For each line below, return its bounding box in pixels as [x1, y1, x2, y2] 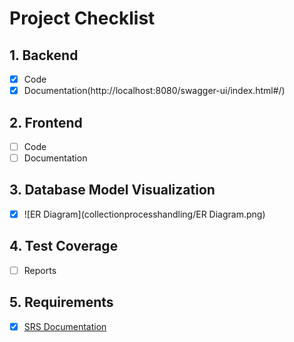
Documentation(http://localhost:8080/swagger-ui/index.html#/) [23, 85, 286, 97]
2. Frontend [9, 114, 83, 131]
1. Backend [9, 47, 79, 64]
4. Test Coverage [9, 238, 119, 255]
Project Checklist [9, 7, 156, 30]
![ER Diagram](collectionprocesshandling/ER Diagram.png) [23, 208, 266, 220]
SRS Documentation [23, 320, 107, 332]
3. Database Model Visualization [9, 182, 216, 199]
